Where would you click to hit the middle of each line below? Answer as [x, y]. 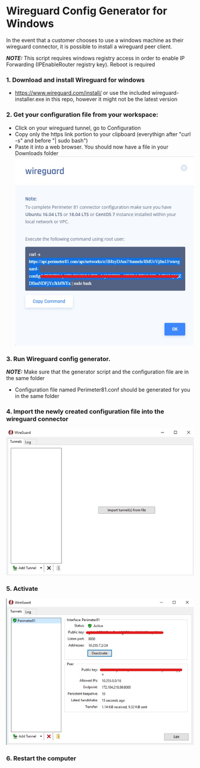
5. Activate [22, 588]
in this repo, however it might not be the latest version [111, 99]
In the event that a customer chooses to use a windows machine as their [95, 40]
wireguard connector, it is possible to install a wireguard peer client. [89, 47]
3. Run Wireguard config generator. [58, 359]
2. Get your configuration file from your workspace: [82, 115]
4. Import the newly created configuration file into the [85, 412]
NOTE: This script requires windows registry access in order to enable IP [96, 58]
